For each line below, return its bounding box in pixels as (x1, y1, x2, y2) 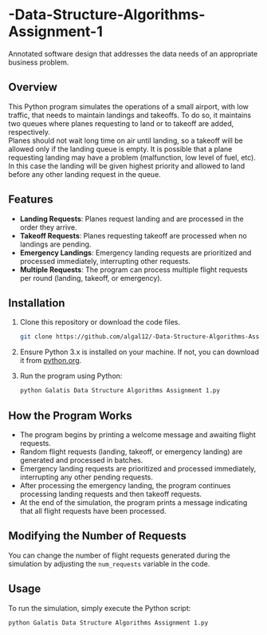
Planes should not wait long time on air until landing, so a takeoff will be (8, 136, 243, 145)
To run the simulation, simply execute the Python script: (8, 603, 191, 613)
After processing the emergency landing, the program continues (19, 480, 231, 490)
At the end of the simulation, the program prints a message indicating (19, 497, 248, 507)
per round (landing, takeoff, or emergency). (19, 273, 163, 282)
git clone (19, 333, 53, 341)
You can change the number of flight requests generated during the (8, 550, 231, 560)
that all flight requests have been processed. (19, 506, 167, 515)
